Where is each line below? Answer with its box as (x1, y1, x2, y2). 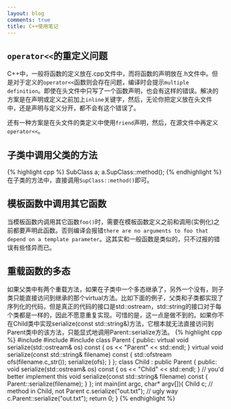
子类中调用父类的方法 (7, 149, 98, 161)
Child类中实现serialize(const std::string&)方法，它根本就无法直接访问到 (12, 319, 214, 327)
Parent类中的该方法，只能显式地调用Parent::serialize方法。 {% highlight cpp (7, 328, 222, 336)
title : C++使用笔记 (7, 23, 59, 30)
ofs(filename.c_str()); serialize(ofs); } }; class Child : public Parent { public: (7, 357, 217, 366)
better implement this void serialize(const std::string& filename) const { (7, 372, 208, 380)
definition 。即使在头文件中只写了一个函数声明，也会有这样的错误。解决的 (7, 87, 219, 95)
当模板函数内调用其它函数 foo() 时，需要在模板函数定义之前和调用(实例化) (7, 217, 214, 225)
